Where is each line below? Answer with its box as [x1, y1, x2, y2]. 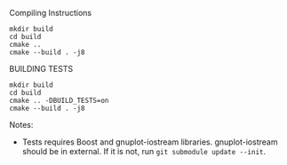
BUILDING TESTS [9, 64, 74, 74]
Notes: [9, 120, 34, 130]
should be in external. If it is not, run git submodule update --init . [21, 146, 267, 156]
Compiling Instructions [9, 8, 92, 18]
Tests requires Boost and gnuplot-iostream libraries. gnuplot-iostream [21, 137, 278, 147]
